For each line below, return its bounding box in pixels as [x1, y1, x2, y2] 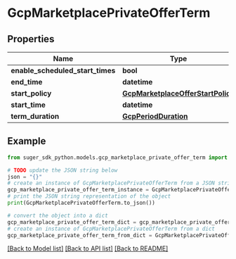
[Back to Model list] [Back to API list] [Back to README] [7, 244, 169, 253]
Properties [7, 33, 55, 45]
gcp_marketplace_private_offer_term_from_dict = [7, 232, 152, 239]
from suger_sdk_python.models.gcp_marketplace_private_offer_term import [7, 153, 228, 161]
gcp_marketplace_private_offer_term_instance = [7, 187, 150, 194]
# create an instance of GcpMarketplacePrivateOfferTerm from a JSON [7, 179, 216, 187]
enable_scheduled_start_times [11, 65, 116, 75]
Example [7, 135, 46, 147]
